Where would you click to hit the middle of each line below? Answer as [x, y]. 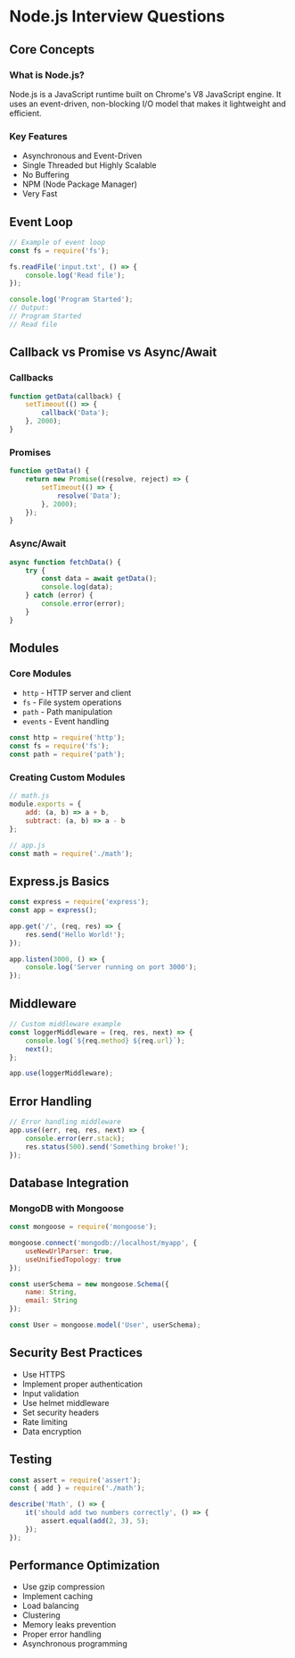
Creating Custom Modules [67, 777]
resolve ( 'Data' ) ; [89, 496]
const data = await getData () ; [99, 579]
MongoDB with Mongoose [67, 1208]
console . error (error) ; [83, 604]
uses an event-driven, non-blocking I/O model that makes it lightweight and [148, 104]
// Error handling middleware [66, 1122]
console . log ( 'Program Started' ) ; [71, 300]
